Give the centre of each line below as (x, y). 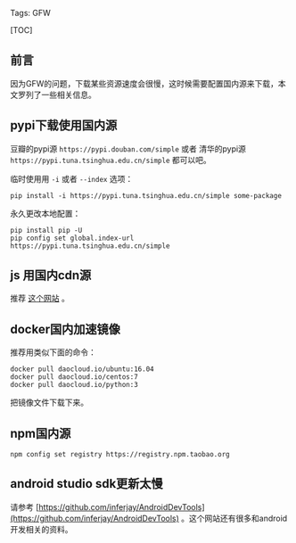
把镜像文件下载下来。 (49, 403)
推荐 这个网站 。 (40, 299)
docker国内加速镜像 (66, 329)
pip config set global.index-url (72, 238)
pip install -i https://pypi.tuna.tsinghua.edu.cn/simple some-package (146, 195)
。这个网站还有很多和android (234, 518)
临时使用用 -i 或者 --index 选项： (72, 178)
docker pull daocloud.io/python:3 (74, 385)
